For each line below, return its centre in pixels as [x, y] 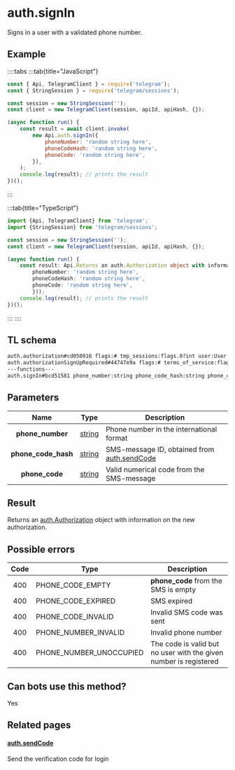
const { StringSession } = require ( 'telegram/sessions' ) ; [93, 90]
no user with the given [187, 653]
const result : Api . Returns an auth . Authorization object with [112, 266]
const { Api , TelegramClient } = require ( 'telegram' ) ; [89, 84]
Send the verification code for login [58, 759]
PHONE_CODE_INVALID [75, 617]
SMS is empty [173, 590]
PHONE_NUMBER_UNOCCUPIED [90, 653]
